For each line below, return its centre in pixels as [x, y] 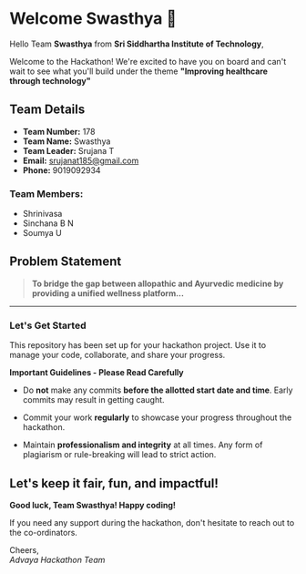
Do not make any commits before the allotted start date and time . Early [158, 390]
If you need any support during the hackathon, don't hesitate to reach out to [152, 522]
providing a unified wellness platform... [108, 293]
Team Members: [46, 193]
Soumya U [42, 233]
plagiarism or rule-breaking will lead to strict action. [119, 455]
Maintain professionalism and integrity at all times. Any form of [143, 445]
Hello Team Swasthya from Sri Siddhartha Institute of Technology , [137, 44]
